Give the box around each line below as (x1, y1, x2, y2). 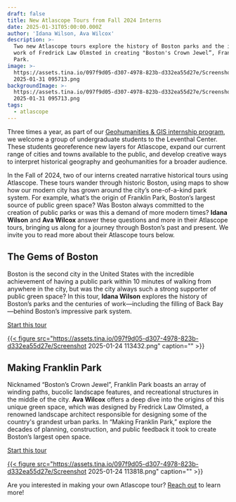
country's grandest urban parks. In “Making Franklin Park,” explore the (7, 418, 212, 426)
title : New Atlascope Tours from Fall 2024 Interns (7, 17, 162, 24)
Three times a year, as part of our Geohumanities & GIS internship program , (7, 127, 225, 136)
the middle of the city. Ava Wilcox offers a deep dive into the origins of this (7, 395, 225, 404)
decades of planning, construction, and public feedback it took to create (7, 425, 216, 434)
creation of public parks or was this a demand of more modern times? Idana (7, 208, 228, 216)
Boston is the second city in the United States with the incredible (7, 270, 195, 278)
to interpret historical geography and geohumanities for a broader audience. (7, 157, 228, 166)
